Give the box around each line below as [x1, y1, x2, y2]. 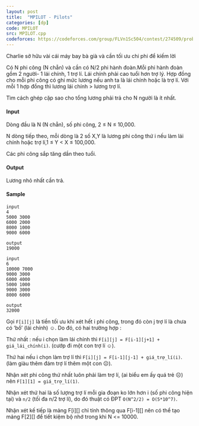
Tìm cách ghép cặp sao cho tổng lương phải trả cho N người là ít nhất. [6, 94, 176, 101]
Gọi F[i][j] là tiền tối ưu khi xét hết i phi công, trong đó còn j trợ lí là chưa [6, 318, 187, 325]
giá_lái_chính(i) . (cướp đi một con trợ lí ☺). [6, 342, 115, 349]
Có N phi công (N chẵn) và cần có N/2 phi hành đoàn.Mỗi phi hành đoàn [6, 64, 183, 71]
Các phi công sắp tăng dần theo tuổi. [6, 150, 97, 158]
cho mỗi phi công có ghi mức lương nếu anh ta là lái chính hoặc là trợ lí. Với [6, 76, 189, 84]
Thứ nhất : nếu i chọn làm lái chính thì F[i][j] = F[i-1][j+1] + [6, 335, 160, 342]
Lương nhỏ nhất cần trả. [6, 177, 65, 184]
